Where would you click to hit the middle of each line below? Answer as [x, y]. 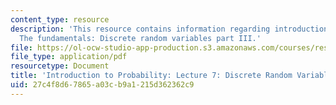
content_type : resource [60, 19]
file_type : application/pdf [69, 57]
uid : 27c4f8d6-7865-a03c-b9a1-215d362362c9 [102, 85]
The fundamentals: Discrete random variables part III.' [140, 38]
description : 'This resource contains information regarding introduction [169, 29]
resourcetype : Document [60, 66]
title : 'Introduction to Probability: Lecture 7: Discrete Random [151, 76]
